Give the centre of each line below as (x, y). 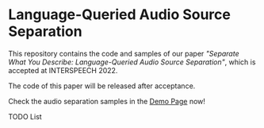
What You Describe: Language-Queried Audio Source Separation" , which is (132, 62)
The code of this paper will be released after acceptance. (102, 86)
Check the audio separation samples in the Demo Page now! (107, 101)
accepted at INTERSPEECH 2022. (63, 70)
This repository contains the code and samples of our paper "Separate (124, 53)
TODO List (25, 116)
